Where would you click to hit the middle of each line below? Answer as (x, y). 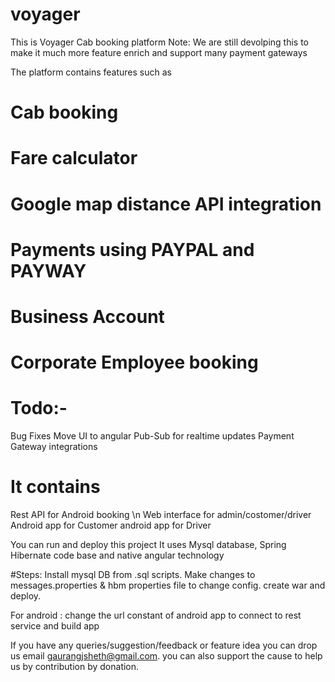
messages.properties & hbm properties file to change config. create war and (168, 585)
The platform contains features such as (91, 72)
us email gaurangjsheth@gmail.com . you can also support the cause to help (166, 655)
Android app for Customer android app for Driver (111, 525)
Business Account (87, 316)
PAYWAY (48, 270)
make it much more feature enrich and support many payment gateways (159, 52)
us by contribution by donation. (75, 666)
